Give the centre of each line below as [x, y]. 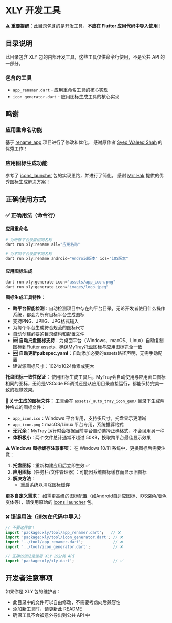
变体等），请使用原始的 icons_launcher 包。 [51, 502]
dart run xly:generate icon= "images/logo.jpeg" [57, 287]
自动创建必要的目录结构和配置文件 [49, 334]
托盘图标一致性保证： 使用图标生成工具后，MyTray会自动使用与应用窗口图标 [86, 377]
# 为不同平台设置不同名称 [29, 254]
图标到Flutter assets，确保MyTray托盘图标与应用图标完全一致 [77, 347]
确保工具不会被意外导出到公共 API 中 [51, 615]
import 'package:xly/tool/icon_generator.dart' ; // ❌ [64, 537]
